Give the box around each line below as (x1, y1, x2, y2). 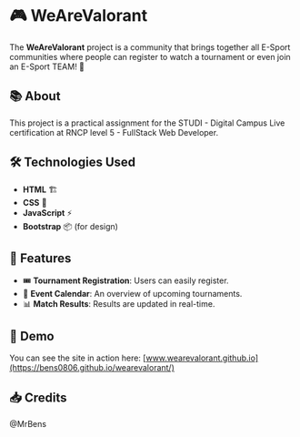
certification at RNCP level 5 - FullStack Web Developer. (9, 127, 219, 137)
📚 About (9, 88, 61, 104)
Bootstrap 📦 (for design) (22, 220, 118, 231)
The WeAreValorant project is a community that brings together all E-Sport (9, 41, 291, 53)
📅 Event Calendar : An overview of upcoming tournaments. (22, 289, 243, 300)
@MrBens (9, 419, 47, 429)
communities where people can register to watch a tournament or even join (9, 51, 291, 62)
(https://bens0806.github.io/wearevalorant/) (9, 362, 175, 373)
